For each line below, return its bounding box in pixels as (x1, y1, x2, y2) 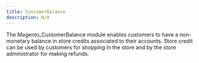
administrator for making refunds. (6, 50, 90, 57)
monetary (6, 37, 30, 44)
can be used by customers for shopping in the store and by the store (6, 43, 176, 51)
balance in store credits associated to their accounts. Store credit (31, 37, 194, 44)
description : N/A (6, 14, 50, 20)
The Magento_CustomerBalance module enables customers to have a (6, 31, 179, 38)
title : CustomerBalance (6, 8, 66, 15)
